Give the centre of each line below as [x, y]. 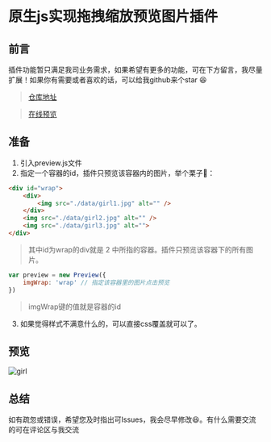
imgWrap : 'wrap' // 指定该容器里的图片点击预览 [96, 282]
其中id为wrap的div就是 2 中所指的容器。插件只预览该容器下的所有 [137, 249]
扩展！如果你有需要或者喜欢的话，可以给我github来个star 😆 [108, 80]
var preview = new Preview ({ [57, 275]
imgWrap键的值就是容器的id [75, 306]
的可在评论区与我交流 [44, 430]
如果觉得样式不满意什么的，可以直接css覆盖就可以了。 [110, 323]
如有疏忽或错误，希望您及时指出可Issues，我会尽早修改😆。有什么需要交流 [132, 419]
